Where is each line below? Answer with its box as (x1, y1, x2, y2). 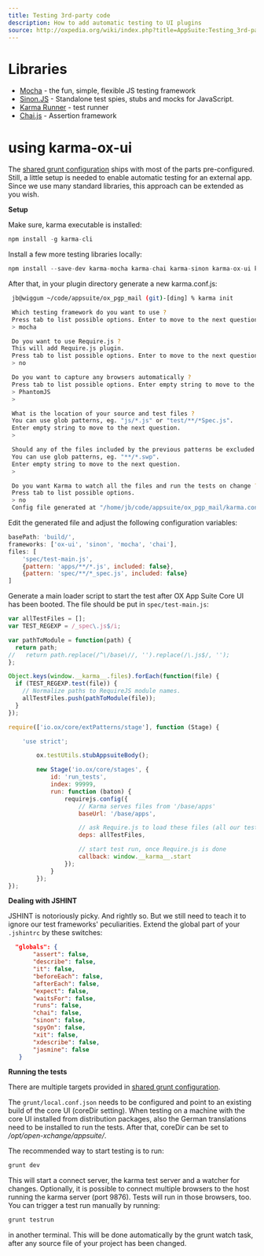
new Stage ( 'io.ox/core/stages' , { (36, 766, 149, 774)
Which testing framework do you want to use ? (11, 308, 167, 316)
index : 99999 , (49, 780, 97, 788)
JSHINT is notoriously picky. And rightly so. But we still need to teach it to (8, 912, 247, 921)
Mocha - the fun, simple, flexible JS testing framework (19, 86, 196, 95)
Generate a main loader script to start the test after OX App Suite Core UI (8, 591, 244, 601)
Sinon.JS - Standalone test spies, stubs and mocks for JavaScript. (19, 94, 234, 104)
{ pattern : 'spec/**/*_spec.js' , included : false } (22, 569, 189, 578)
